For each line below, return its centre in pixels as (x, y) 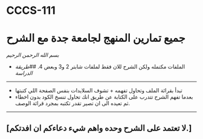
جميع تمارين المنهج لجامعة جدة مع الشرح (96, 38)
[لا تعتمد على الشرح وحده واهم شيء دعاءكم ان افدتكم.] (99, 128)
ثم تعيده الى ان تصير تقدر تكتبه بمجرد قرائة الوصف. (72, 103)
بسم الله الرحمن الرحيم (33, 55)
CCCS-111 (31, 11)
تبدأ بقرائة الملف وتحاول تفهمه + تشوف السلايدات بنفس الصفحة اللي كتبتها (98, 91)
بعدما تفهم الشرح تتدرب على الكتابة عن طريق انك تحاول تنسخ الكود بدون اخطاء (104, 97)
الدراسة (24, 73)
